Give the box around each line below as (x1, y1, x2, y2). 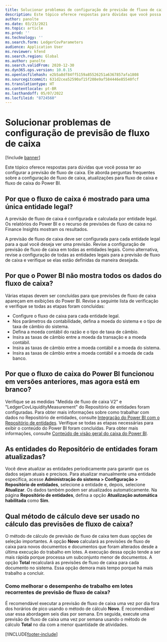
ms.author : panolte (5, 58, 46, 63)
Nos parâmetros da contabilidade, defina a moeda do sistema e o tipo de (12, 318, 162, 324)
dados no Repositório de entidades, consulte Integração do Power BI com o (5, 415, 160, 421)
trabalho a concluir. (5, 570, 45, 576)
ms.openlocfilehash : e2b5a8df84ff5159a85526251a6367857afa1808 (5, 72, 139, 77)
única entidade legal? (5, 203, 73, 211)
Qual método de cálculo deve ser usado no (5, 512, 140, 520)
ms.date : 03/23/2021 (5, 21, 48, 26)
